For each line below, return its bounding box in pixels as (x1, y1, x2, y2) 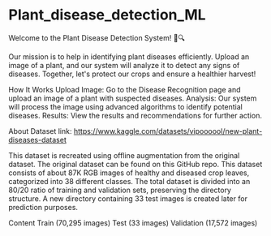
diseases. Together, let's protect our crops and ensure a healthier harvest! (8, 69, 256, 79)
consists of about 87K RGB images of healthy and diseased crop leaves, (8, 168, 250, 178)
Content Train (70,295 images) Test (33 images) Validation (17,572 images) (8, 217, 258, 228)
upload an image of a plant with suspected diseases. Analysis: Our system (8, 93, 257, 103)
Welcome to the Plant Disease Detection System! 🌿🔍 (8, 32, 185, 42)
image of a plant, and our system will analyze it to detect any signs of (8, 60, 240, 70)
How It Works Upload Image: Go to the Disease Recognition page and (8, 84, 241, 94)
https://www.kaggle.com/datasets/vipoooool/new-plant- (73, 126, 263, 135)
